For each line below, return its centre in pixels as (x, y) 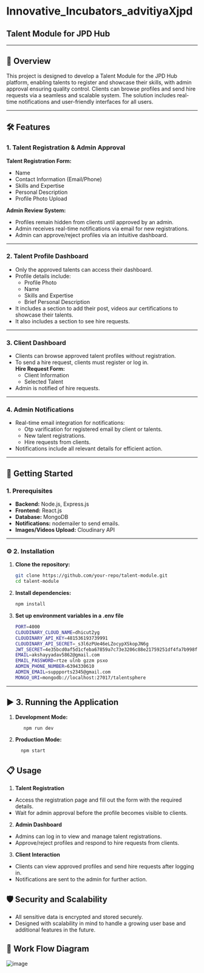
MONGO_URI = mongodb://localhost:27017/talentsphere (80, 678)
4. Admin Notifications (40, 410)
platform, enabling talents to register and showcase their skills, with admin (99, 82)
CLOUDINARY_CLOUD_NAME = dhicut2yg (57, 632)
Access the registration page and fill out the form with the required (98, 800)
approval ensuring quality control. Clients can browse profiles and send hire (101, 89)
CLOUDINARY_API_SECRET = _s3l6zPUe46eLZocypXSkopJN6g (82, 644)
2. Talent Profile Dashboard (47, 256)
